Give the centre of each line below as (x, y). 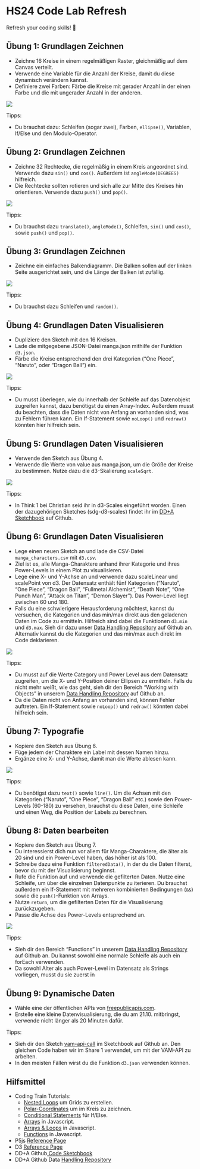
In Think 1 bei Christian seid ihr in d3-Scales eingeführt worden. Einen (100, 505)
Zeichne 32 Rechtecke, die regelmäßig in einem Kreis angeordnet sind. (101, 166)
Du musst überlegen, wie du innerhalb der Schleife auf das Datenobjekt (102, 399)
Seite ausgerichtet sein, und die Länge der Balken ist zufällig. (90, 272)
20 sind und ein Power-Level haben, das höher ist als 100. (86, 858)
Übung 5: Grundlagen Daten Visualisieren (85, 444)
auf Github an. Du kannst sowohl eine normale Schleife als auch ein (97, 956)
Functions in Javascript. (53, 1134)
